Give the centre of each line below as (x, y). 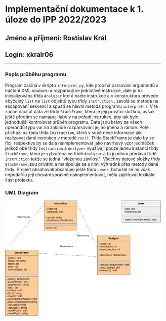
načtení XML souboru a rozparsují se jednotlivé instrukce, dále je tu (74, 91)
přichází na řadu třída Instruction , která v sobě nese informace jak (74, 133)
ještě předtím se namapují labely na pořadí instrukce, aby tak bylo (72, 117)
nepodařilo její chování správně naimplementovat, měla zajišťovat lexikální (80, 175)
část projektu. (19, 180)
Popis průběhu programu (36, 74)
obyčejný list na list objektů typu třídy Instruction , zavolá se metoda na (82, 101)
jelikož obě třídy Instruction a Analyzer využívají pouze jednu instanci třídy (82, 148)
